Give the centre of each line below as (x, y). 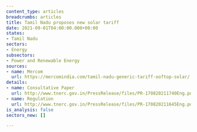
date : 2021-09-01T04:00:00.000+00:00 (52, 28)
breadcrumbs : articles (34, 17)
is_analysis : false (30, 110)
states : (16, 33)
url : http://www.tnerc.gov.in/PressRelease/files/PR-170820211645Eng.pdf (103, 104)
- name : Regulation (30, 99)
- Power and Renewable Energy (43, 60)
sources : (17, 66)
